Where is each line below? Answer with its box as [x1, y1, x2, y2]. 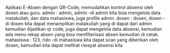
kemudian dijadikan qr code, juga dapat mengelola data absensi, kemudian [5, 26, 162, 32]
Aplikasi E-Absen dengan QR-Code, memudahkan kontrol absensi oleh [5, 5, 154, 10]
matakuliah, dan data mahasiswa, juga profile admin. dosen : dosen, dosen [5, 15, 162, 21]
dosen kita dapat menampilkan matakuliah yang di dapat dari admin [10, 20, 152, 26]
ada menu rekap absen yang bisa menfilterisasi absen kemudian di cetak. [5, 32, 159, 37]
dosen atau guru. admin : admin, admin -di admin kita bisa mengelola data [5, 10, 161, 16]
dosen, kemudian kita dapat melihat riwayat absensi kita [5, 42, 123, 48]
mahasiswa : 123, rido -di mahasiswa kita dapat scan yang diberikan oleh [5, 37, 159, 43]
